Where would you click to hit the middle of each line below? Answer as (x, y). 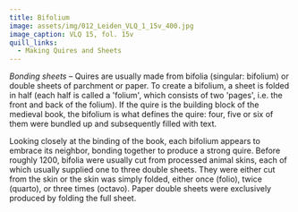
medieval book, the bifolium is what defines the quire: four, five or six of (141, 114)
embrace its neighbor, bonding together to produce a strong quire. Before (145, 151)
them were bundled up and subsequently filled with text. (113, 124)
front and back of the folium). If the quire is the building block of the (134, 105)
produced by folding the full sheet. (73, 199)
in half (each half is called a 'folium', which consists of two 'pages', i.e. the (146, 96)
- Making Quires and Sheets (70, 51)
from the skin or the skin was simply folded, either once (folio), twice (136, 179)
